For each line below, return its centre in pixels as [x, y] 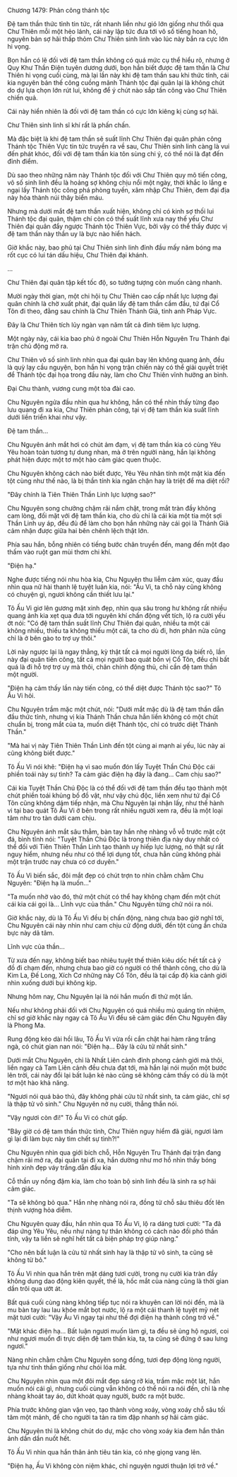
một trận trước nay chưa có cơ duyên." [63, 862]
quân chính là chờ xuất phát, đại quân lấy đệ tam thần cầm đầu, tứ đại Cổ [114, 304]
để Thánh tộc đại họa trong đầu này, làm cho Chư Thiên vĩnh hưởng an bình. [118, 375]
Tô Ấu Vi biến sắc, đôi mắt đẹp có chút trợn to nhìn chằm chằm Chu [105, 875]
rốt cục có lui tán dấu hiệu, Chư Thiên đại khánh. [78, 255]
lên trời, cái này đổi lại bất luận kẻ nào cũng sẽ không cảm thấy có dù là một [117, 1075]
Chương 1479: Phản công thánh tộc [59, 10]
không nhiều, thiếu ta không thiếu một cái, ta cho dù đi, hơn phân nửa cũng [116, 631]
